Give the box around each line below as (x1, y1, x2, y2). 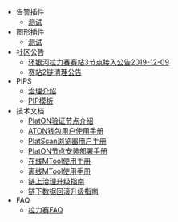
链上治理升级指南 (27, 176, 85, 186)
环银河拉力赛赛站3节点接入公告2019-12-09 (27, 57, 170, 67)
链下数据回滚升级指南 (27, 187, 99, 195)
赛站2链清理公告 (27, 68, 83, 76)
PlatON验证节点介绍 (27, 116, 94, 125)
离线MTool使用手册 (27, 166, 91, 175)
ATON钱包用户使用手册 (27, 126, 104, 135)
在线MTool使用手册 (27, 156, 91, 166)
